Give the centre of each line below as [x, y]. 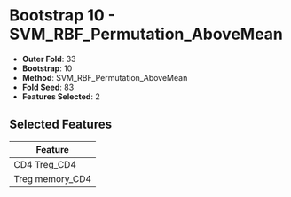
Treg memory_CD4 [52, 178]
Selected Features [61, 125]
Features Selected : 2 [61, 96]
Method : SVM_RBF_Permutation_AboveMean [105, 77]
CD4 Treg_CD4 [45, 164]
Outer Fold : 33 [49, 59]
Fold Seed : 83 [48, 87]
